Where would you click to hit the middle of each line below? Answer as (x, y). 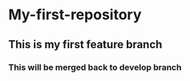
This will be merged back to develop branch (95, 67)
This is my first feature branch (85, 45)
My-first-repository (75, 15)
